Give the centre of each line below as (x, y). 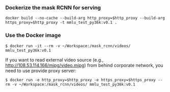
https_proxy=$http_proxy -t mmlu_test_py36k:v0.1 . (61, 23)
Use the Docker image (33, 36)
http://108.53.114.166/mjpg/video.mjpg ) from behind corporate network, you (84, 65)
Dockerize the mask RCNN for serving (53, 8)
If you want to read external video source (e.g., (54, 59)
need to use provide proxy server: (41, 71)
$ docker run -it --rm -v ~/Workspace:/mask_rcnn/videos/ (68, 46)
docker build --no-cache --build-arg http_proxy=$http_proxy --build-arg (85, 18)
